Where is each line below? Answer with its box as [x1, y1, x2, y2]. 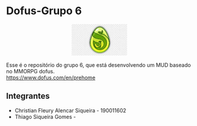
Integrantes [6, 91, 50, 101]
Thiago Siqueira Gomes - [14, 113, 76, 120]
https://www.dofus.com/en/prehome [6, 74, 96, 81]
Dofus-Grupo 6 [6, 4, 82, 18]
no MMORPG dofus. [6, 68, 55, 75]
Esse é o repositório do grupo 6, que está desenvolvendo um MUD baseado [6, 62, 191, 69]
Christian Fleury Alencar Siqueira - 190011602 [14, 106, 127, 114]
